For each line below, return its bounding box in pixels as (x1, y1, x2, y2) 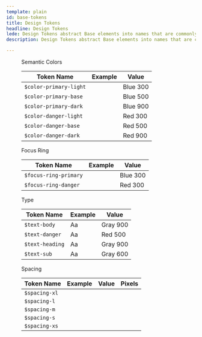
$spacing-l (24, 298, 55, 305)
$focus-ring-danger (24, 182, 80, 188)
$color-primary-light (24, 83, 86, 90)
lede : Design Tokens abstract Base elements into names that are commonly (6, 31, 198, 37)
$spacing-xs (24, 323, 59, 329)
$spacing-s (24, 314, 55, 321)
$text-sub (24, 251, 52, 257)
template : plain (6, 8, 47, 15)
